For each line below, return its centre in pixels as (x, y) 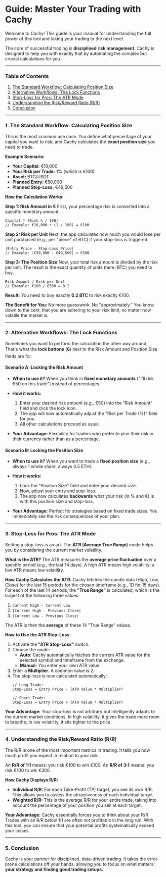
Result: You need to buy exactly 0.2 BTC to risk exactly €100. (68, 295)
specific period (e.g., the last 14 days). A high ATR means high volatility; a (80, 565)
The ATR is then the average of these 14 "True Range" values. (68, 625)
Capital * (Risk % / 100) (32, 221)
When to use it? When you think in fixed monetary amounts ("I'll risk (83, 379)
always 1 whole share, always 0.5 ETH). (52, 466)
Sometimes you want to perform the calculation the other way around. (77, 343)
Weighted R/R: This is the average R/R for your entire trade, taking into (84, 800)
